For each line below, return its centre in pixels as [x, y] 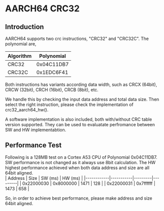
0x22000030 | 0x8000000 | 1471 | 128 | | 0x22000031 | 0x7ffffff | [89, 183]
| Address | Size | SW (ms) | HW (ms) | [44, 178]
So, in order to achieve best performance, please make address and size [79, 198]
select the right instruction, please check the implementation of [69, 105]
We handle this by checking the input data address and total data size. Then [82, 99]
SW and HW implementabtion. [36, 130]
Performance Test [33, 145]
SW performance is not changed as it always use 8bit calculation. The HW [81, 162]
